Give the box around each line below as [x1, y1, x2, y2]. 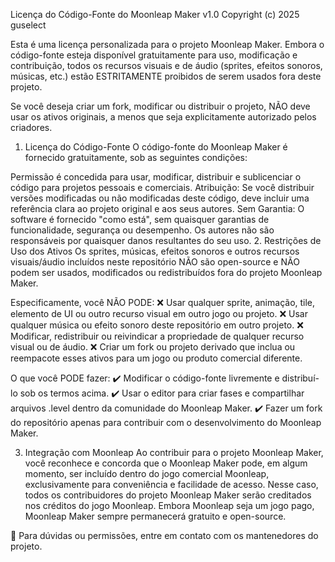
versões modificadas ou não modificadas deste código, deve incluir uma [10, 192, 310, 204]
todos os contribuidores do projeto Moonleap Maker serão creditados [24, 489, 312, 501]
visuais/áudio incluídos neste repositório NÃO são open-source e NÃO [10, 256, 300, 268]
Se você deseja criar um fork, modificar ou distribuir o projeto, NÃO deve [10, 100, 311, 112]
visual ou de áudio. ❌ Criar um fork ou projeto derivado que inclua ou [10, 341, 296, 353]
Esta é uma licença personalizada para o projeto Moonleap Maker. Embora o [10, 39, 325, 50]
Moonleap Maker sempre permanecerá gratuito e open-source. [24, 510, 287, 522]
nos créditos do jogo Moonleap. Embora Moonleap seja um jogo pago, [24, 500, 315, 511]
